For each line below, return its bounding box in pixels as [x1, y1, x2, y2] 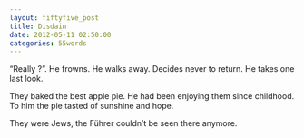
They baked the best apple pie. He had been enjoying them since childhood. [9, 91, 295, 102]
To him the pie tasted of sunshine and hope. [9, 101, 174, 112]
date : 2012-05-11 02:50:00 [9, 30, 112, 39]
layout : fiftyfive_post [9, 13, 100, 23]
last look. [9, 74, 44, 84]
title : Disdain [9, 22, 67, 31]
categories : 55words [9, 38, 88, 48]
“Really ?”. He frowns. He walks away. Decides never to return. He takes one [9, 64, 295, 74]
